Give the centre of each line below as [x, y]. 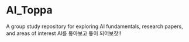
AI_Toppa [29, 10]
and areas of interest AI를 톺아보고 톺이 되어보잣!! [64, 33]
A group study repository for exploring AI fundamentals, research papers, [94, 26]
